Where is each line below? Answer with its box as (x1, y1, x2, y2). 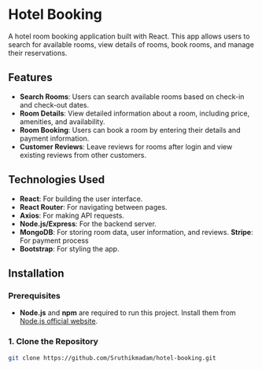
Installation (8, 266, 65, 280)
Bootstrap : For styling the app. (19, 244, 120, 253)
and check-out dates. (19, 100, 90, 109)
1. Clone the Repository (8, 336, 98, 347)
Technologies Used (8, 173, 105, 186)
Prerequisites (8, 290, 61, 301)
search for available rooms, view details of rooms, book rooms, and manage (8, 39, 254, 49)
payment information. (19, 134, 90, 143)
